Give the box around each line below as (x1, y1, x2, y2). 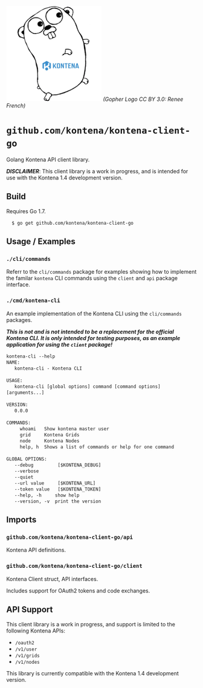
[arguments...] (6, 390, 45, 396)
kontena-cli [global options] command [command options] (14, 384, 161, 390)
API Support (6, 605, 53, 615)
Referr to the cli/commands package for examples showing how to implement (6, 268, 197, 275)
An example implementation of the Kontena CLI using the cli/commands (6, 310, 182, 317)
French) (6, 102, 26, 109)
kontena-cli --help (6, 353, 56, 359)
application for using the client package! (6, 341, 113, 348)
